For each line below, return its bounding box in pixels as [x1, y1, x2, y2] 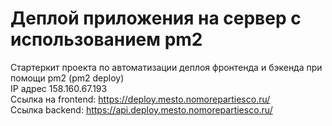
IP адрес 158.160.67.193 [10, 82, 108, 94]
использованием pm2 [10, 28, 203, 51]
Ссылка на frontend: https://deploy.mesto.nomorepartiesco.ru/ [10, 93, 271, 105]
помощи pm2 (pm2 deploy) [10, 72, 125, 84]
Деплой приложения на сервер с [10, 7, 302, 30]
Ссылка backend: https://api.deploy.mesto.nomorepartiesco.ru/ [10, 103, 273, 116]
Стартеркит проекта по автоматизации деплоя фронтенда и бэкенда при [10, 61, 323, 73]
